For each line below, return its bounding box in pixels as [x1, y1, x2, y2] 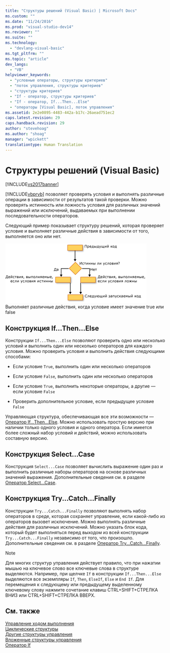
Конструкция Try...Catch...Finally [5, 494, 116, 503]
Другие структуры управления [5, 631, 73, 637]
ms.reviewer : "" [5, 29, 40, 35]
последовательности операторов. [5, 213, 80, 219]
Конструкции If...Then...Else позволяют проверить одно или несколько [5, 338, 165, 344]
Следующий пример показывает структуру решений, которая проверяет [5, 222, 164, 228]
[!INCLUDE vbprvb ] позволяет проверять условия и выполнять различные [5, 191, 165, 198]
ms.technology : [5, 41, 38, 46]
